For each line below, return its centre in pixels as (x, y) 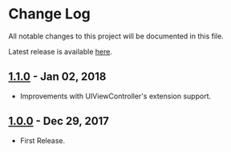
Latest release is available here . (60, 51)
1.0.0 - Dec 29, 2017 (59, 121)
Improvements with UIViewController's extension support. (115, 96)
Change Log (49, 14)
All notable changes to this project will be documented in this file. (116, 36)
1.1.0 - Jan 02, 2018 (57, 77)
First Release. (43, 140)
